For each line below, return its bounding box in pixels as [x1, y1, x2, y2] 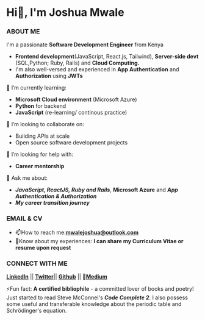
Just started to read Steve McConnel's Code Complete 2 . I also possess [6, 294, 188, 301]
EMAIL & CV [6, 215, 43, 223]
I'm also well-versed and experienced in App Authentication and [15, 66, 179, 73]
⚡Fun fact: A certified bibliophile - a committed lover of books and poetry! [6, 285, 194, 293]
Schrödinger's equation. [6, 307, 67, 315]
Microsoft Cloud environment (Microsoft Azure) [15, 96, 137, 103]
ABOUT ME [6, 27, 40, 36]
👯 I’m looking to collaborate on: [6, 121, 84, 128]
